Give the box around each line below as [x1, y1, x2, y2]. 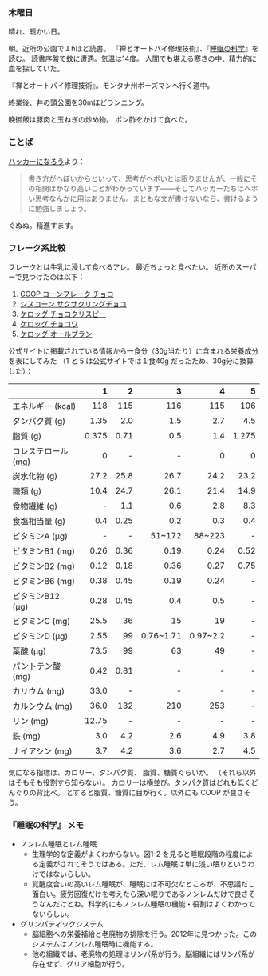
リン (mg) [12, 715, 49, 726]
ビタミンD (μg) [12, 630, 69, 642]
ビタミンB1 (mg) [12, 546, 76, 557]
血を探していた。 [8, 64, 65, 74]
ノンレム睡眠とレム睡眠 [19, 839, 97, 849]
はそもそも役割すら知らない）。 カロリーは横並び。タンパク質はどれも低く [8, 778, 251, 787]
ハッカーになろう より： [8, 156, 85, 166]
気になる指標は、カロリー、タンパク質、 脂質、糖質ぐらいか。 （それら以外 [8, 767, 257, 777]
